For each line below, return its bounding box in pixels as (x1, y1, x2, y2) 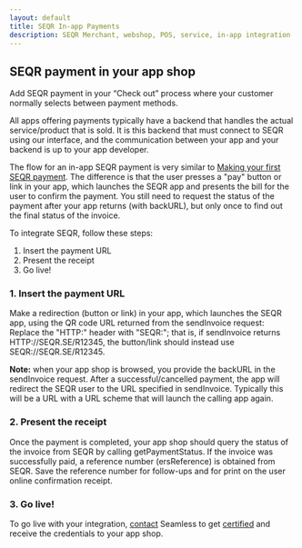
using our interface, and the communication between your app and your (9, 135, 279, 145)
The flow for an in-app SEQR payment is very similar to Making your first (9, 162, 281, 173)
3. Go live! (9, 497, 55, 510)
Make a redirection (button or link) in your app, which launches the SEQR (9, 308, 282, 319)
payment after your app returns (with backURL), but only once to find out (9, 201, 284, 212)
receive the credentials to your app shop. (9, 528, 164, 539)
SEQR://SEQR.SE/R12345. (9, 346, 106, 357)
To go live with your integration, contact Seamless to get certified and (9, 519, 271, 530)
